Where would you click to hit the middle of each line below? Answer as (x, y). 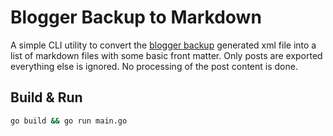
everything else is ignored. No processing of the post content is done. (154, 66)
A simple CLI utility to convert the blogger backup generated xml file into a (163, 45)
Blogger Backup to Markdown (136, 17)
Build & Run (46, 97)
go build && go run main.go (69, 121)
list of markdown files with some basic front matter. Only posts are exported (166, 55)
